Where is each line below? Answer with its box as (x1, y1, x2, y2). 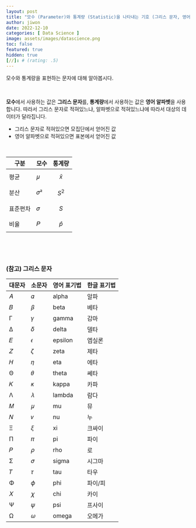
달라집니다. (21, 112, 47, 120)
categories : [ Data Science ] (6, 30, 80, 36)
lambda (52, 391, 73, 399)
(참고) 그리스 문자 (6, 265, 52, 273)
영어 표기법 (52, 282, 82, 290)
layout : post (6, 8, 38, 15)
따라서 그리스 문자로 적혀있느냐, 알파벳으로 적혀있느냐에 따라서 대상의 (23, 105, 181, 112)
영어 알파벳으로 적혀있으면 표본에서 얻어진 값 (14, 132, 117, 139)
